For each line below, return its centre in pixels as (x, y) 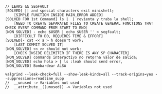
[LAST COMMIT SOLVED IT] (39, 45)
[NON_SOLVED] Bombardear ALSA (36, 66)
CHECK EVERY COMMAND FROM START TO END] (47, 28)
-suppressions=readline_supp (35, 78)
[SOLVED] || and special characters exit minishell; (60, 11)
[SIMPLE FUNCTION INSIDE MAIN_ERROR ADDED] (59, 15)
